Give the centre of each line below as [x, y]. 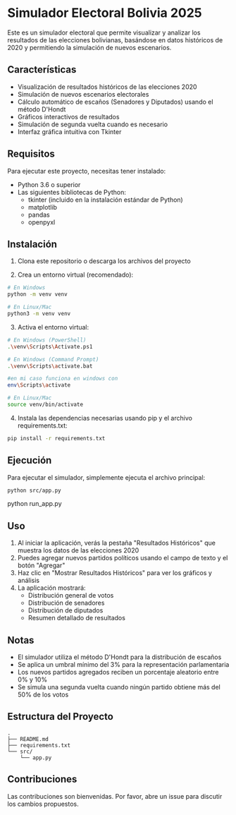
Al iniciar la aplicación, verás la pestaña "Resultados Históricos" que [117, 543]
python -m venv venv [38, 294]
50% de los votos [43, 695]
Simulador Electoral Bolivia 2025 [105, 13]
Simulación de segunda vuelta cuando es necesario [92, 124]
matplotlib [43, 207]
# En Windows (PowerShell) [47, 340]
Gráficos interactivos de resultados [68, 116]
